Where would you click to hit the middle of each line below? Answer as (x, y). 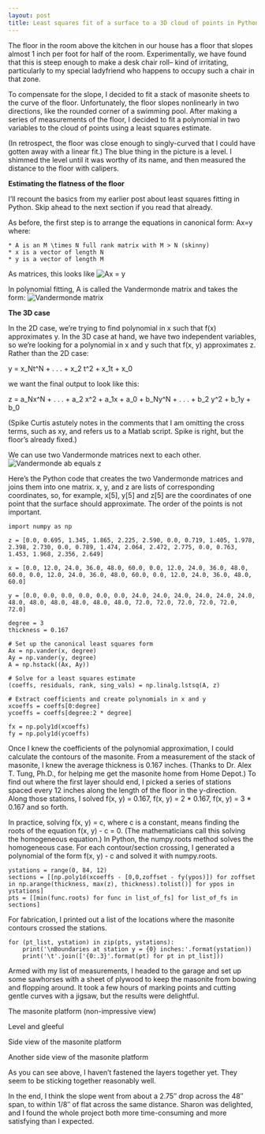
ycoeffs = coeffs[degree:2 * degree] (70, 713)
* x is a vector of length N (56, 252)
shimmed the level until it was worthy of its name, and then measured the (127, 159)
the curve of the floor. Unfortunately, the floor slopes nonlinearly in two (123, 103)
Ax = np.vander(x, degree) (52, 651)
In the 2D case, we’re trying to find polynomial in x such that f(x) (112, 327)
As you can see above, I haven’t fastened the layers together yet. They (123, 1072)
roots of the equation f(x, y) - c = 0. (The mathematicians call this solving (127, 830)
